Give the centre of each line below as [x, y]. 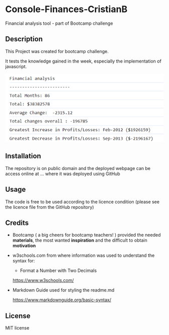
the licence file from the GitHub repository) [50, 207]
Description [24, 39]
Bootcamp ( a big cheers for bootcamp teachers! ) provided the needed [87, 235]
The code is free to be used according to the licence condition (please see [82, 202]
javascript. [16, 66]
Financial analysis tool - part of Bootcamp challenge [59, 23]
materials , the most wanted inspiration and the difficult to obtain [80, 240]
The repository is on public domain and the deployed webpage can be [78, 168]
